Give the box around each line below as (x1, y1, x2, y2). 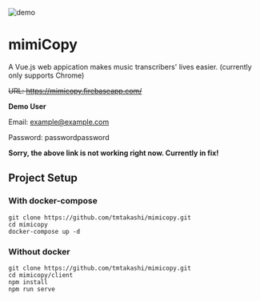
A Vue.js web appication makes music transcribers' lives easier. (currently (8, 62, 252, 71)
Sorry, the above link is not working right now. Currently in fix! (8, 148, 219, 158)
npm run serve (8, 285, 56, 293)
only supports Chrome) (8, 70, 85, 80)
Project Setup (8, 171, 78, 185)
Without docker (8, 246, 70, 257)
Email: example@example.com (8, 117, 110, 126)
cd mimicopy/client (8, 271, 74, 279)
